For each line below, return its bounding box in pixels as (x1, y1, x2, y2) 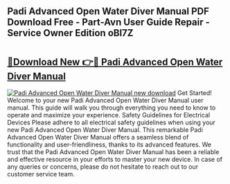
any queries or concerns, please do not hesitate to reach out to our (7, 162, 199, 171)
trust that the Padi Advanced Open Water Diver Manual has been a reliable (7, 148, 220, 156)
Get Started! (177, 89, 213, 97)
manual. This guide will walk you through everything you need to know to (7, 103, 216, 112)
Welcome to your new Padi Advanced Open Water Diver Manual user (7, 97, 204, 104)
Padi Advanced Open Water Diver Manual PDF (7, 6, 210, 17)
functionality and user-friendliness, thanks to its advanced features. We (7, 140, 211, 149)
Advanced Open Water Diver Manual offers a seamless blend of (7, 133, 189, 141)
